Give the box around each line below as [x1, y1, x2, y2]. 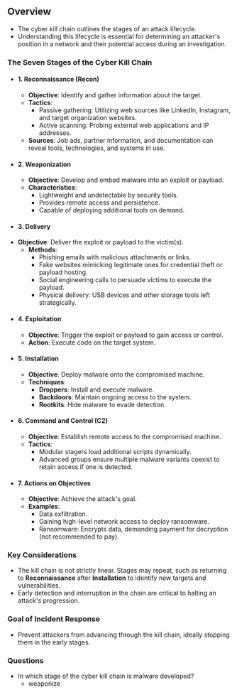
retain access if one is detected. [38, 462, 133, 471]
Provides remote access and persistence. [38, 198, 160, 207]
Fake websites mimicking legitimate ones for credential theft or [38, 261, 223, 269]
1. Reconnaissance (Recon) [17, 75, 99, 84]
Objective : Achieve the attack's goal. [28, 495, 137, 503]
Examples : [28, 502, 60, 511]
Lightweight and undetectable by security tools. [38, 191, 179, 200]
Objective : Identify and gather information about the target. [28, 90, 202, 99]
